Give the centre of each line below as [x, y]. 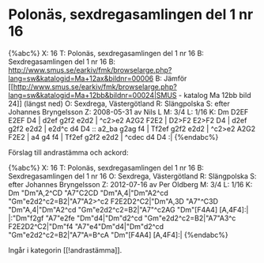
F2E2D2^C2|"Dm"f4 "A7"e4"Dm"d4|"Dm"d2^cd [86, 226]
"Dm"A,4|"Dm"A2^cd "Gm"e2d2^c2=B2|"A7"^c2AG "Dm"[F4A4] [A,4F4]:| [128, 209]
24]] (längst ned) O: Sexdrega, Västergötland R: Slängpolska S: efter [119, 103]
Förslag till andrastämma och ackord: [68, 152]
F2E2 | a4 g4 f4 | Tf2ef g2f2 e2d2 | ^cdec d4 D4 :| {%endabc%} [113, 137]
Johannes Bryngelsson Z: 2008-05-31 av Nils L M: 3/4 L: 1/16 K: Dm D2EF [128, 111]
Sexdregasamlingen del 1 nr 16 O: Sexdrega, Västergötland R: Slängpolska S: [132, 176]
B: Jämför [171, 78]
